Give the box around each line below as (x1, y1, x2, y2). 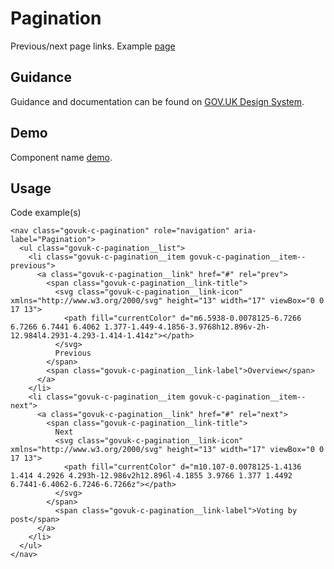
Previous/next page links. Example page (10, 40, 176, 52)
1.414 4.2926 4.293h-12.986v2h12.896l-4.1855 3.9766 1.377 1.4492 (10, 471, 293, 481)
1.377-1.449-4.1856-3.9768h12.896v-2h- (104, 322, 271, 332)
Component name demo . (10, 151, 113, 163)
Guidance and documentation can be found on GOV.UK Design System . (10, 95, 305, 107)
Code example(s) (10, 207, 82, 219)
